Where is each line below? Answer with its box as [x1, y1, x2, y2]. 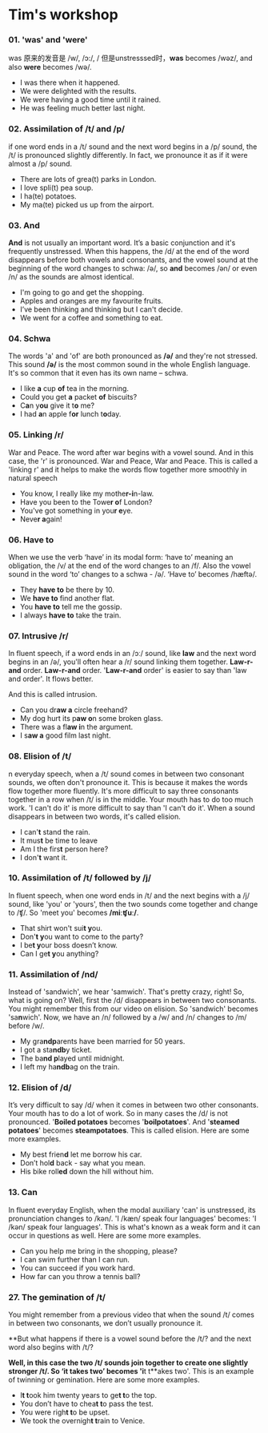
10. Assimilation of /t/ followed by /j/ [8, 872, 152, 884]
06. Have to [8, 534, 54, 545]
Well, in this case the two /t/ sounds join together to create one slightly [8, 1358, 249, 1367]
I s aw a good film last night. [19, 731, 111, 740]
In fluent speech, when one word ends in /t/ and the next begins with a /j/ [8, 891, 250, 900]
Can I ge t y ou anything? [19, 948, 99, 958]
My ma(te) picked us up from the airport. [19, 199, 154, 209]
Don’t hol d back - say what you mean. [19, 1158, 146, 1168]
